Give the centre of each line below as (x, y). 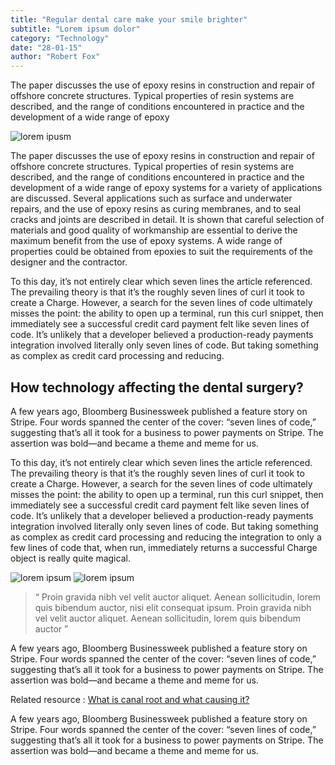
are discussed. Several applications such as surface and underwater (151, 198)
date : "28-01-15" (46, 47)
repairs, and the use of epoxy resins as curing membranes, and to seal (156, 209)
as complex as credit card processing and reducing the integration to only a (166, 537)
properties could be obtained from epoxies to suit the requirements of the (161, 252)
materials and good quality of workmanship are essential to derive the (154, 230)
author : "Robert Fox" (55, 57)
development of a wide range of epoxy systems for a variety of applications (166, 188)
